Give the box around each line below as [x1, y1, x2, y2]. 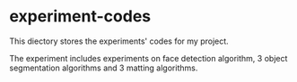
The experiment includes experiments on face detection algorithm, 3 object [9, 53, 288, 63]
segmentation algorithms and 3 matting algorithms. [9, 62, 198, 73]
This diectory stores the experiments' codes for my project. [9, 36, 229, 46]
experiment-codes [9, 6, 152, 27]
